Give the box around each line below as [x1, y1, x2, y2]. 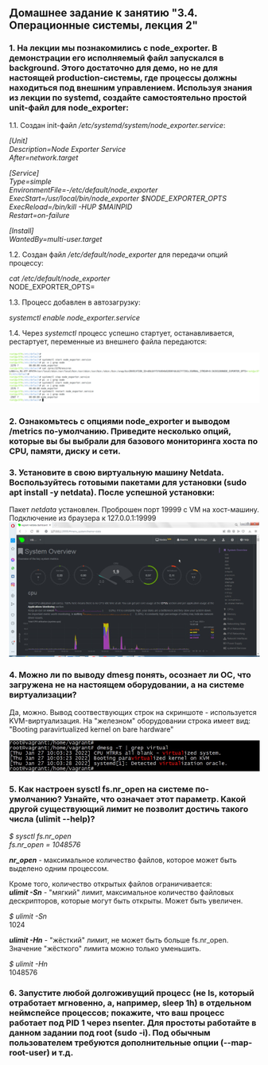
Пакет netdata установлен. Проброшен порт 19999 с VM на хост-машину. [9, 505, 259, 515]
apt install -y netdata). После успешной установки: [9, 487, 216, 498]
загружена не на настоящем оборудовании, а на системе [9, 679, 245, 690]
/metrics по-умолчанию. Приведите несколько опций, [9, 426, 231, 437]
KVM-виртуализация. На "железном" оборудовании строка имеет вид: [9, 716, 251, 725]
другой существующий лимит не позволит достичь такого [9, 803, 249, 814]
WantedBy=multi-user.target [9, 234, 103, 243]
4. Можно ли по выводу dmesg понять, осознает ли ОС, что [9, 670, 251, 681]
